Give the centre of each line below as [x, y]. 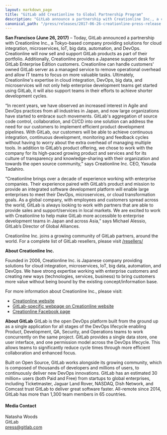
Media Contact [21, 406]
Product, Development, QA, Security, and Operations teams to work [74, 332]
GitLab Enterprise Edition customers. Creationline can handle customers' [80, 64]
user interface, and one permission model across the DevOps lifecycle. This [83, 342]
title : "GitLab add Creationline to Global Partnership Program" [74, 14]
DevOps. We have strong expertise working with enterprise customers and [82, 271]
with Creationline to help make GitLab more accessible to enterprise [75, 216]
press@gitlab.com [24, 427]
